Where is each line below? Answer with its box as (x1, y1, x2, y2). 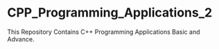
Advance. (7, 35, 35, 43)
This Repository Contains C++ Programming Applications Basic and (7, 28, 200, 36)
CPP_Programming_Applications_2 (7, 5, 213, 21)
